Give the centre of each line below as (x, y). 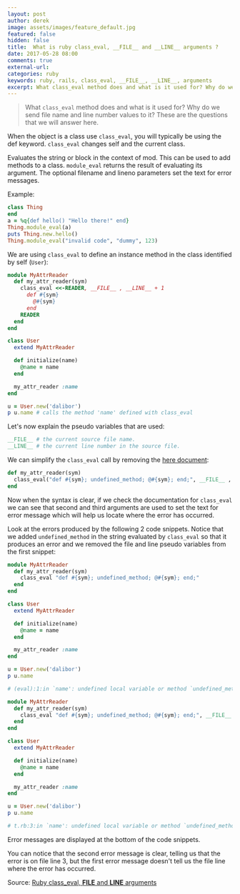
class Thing (25, 208)
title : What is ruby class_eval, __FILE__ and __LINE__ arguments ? (113, 47)
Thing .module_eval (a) (40, 227)
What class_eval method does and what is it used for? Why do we (122, 107)
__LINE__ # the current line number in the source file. (94, 446)
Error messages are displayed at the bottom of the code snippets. (104, 839)
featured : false (31, 34)
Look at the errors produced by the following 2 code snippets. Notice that (115, 528)
